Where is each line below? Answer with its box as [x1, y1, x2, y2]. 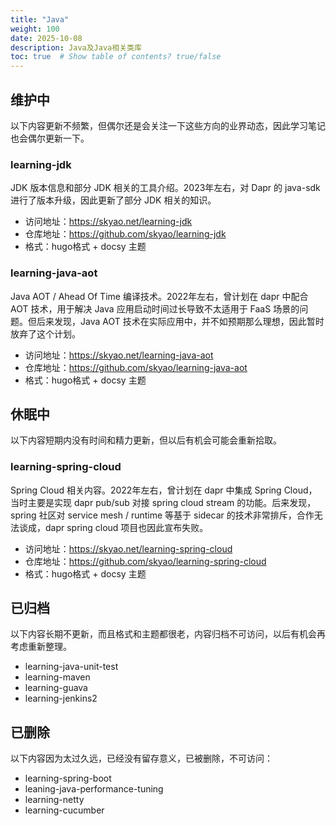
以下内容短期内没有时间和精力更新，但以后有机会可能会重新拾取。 [10, 434, 282, 446]
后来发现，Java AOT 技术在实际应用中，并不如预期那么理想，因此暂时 [36, 315, 325, 327]
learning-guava [24, 682, 88, 694]
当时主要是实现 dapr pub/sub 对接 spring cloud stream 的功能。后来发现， [10, 496, 317, 508]
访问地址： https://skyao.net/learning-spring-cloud [24, 542, 233, 555]
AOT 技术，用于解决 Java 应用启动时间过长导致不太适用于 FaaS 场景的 [10, 302, 300, 315]
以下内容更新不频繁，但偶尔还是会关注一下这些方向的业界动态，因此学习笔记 [10, 119, 326, 131]
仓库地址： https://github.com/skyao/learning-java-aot [24, 361, 248, 373]
